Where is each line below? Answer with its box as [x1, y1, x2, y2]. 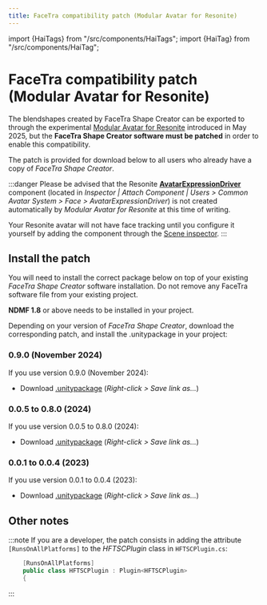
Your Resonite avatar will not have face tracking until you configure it [8, 220, 235, 229]
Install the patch [8, 252, 90, 265]
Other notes [8, 514, 70, 527]
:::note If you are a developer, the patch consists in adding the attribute [8, 535, 242, 545]
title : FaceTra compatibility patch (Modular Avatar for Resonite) [8, 11, 238, 20]
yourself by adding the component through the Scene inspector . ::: [8, 228, 228, 238]
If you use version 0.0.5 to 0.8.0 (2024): [8, 421, 139, 431]
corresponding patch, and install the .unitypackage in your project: [8, 329, 228, 339]
